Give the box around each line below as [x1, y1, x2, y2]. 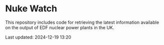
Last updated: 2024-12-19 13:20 [5, 34, 72, 40]
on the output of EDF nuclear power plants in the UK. [5, 24, 114, 30]
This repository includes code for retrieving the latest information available [5, 19, 159, 25]
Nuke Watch [5, 3, 58, 14]
